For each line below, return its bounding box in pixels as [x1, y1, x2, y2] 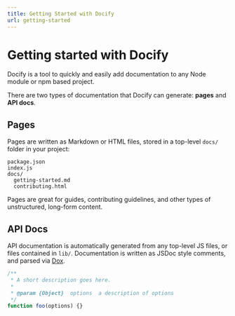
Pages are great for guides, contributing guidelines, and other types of [7, 195, 211, 204]
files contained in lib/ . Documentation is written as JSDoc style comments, [7, 249, 226, 258]
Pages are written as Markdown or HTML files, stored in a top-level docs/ [7, 137, 219, 146]
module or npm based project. [7, 78, 95, 86]
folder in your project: [7, 145, 70, 153]
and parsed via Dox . [7, 256, 65, 265]
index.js [7, 165, 33, 172]
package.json [7, 158, 46, 165]
